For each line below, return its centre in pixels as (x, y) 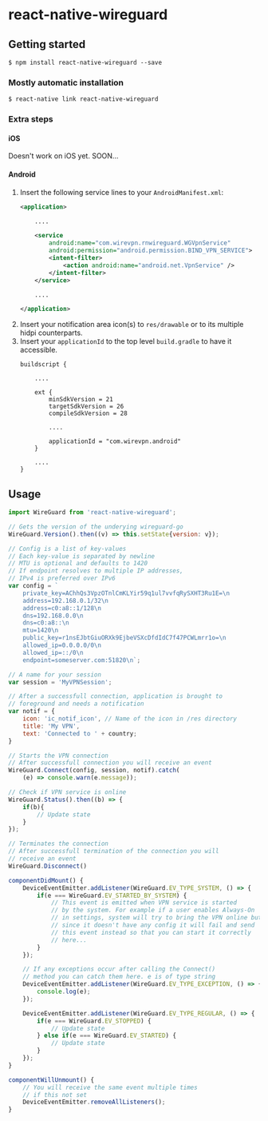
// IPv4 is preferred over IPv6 (62, 578)
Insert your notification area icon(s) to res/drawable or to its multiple (132, 325)
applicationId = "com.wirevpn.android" (115, 441)
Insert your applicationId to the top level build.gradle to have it (126, 341)
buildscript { (43, 365)
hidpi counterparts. (51, 333)
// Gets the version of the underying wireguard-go (96, 527)
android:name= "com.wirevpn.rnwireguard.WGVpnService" (140, 243)
